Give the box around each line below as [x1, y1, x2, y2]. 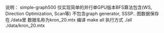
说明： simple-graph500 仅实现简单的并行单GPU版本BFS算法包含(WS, [5, 4, 152, 10]
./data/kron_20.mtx [5, 22, 45, 28]
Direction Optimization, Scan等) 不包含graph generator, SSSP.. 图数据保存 [5, 10, 159, 16]
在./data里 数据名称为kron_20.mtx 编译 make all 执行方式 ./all [5, 17, 132, 22]
